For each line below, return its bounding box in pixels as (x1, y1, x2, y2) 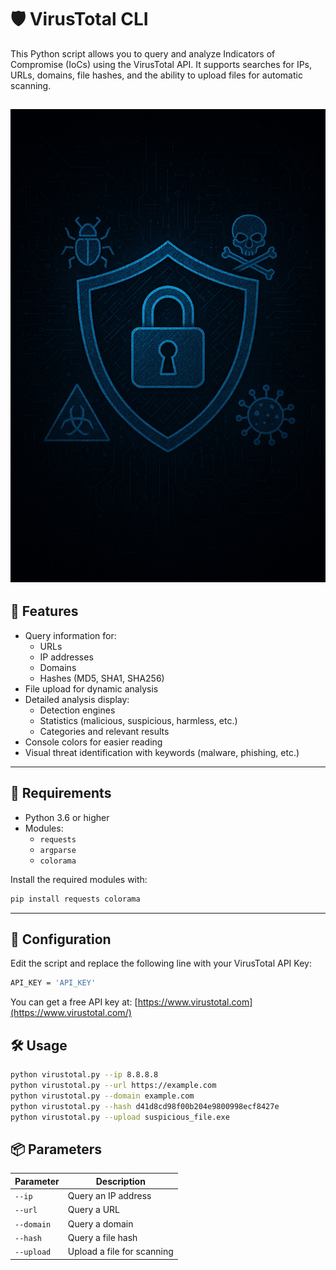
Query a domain (67, 1217, 134, 1230)
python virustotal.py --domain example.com (10, 1091, 195, 1101)
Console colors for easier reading (24, 736, 163, 748)
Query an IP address (67, 1190, 152, 1201)
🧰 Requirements (10, 785, 112, 802)
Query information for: (24, 629, 117, 641)
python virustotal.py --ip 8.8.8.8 (10, 1070, 159, 1080)
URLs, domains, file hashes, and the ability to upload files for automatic (10, 69, 303, 81)
